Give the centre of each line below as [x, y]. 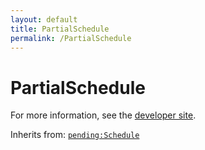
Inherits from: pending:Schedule [75, 135]
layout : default [44, 19]
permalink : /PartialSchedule [71, 38]
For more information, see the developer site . [103, 115]
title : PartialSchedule [60, 29]
